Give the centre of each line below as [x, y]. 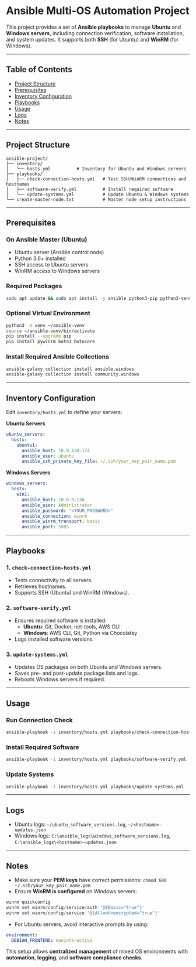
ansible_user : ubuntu [48, 456]
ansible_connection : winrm [54, 516]
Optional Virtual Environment [48, 313]
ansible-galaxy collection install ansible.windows [70, 369]
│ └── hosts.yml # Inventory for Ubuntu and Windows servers [96, 169]
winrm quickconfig [28, 902]
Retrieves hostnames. [41, 586]
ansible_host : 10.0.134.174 [56, 450]
